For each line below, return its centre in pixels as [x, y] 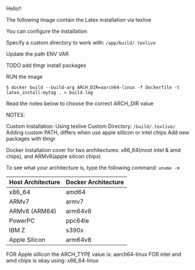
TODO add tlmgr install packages [46, 65]
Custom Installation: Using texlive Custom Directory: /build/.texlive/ [91, 126]
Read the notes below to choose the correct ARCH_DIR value [80, 103]
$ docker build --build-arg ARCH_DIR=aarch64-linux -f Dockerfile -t [93, 87]
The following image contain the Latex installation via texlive [79, 20]
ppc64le [77, 221]
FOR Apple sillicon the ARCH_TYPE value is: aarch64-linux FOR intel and [94, 254]
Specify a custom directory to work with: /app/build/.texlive [81, 43]
